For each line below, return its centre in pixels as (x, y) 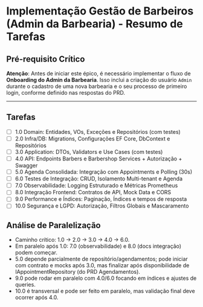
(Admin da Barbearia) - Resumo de (95, 24)
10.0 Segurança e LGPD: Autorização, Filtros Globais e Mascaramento (102, 206)
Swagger (26, 166)
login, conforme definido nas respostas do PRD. (66, 93)
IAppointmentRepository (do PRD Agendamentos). (78, 272)
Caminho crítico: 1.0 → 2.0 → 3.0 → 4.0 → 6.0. (72, 240)
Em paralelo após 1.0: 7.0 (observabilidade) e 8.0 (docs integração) (98, 246)
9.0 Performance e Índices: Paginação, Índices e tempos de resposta (101, 199)
